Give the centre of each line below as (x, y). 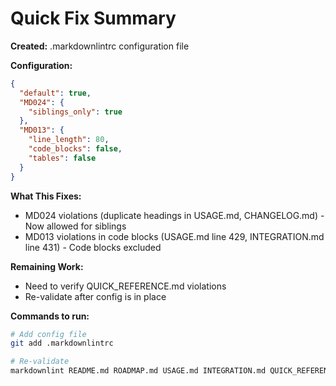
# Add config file (48, 334)
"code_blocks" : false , (75, 149)
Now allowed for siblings (75, 226)
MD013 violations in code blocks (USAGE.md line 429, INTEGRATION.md (174, 236)
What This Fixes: (46, 196)
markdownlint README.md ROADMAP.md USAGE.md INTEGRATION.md (138, 371)
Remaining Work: (47, 266)
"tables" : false (62, 158)
